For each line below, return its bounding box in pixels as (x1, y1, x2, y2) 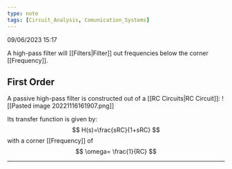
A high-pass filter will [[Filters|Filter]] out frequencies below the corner (7, 49, 209, 57)
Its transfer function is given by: (7, 115, 98, 123)
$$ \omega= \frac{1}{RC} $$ (75, 148, 157, 156)
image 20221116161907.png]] (32, 101, 115, 110)
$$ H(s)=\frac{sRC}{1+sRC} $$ (72, 126, 160, 135)
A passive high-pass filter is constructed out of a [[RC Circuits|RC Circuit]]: (7, 95, 221, 103)
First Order (7, 76, 55, 88)
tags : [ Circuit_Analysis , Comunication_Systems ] (7, 17, 150, 23)
